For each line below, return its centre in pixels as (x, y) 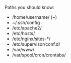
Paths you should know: (30, 7)
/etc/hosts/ (23, 33)
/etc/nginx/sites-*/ (31, 39)
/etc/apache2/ (27, 28)
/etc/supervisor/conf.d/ (36, 44)
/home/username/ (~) (34, 17)
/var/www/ (23, 50)
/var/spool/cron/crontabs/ (39, 55)
